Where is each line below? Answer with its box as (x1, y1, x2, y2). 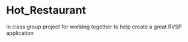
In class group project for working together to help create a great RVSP (6, 23, 182, 30)
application (6, 29, 34, 36)
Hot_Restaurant (6, 4, 86, 17)
